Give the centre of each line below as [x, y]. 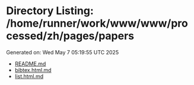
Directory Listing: [50, 11]
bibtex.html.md [33, 70]
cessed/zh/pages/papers [70, 36]
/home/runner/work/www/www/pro [97, 23]
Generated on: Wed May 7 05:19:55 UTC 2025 [63, 52]
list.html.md [29, 76]
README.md [30, 64]
